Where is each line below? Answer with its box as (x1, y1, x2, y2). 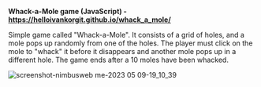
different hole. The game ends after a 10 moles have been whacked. (8, 55, 229, 64)
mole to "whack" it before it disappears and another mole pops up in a (8, 47, 237, 56)
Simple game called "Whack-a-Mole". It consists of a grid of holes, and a (8, 31, 244, 39)
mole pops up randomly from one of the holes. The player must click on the (8, 38, 253, 48)
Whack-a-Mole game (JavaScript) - (8, 7, 128, 16)
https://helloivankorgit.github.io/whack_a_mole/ (8, 15, 171, 24)
